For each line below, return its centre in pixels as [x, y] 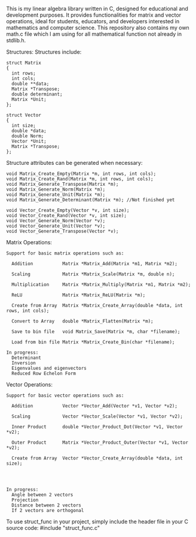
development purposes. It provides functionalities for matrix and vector [94, 15]
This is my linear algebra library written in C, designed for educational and [97, 9]
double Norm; [28, 136]
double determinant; [37, 94]
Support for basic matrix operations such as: [65, 253]
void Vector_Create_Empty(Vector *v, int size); [68, 210]
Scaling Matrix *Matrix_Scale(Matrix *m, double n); [93, 274]
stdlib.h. [16, 40]
